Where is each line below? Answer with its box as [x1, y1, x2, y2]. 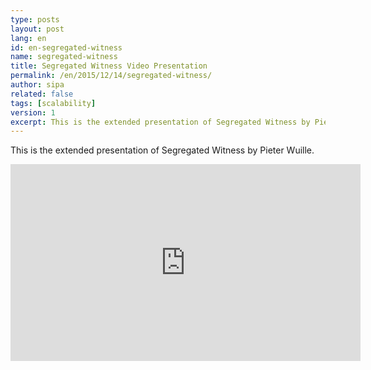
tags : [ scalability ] [10, 98, 97, 108]
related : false [10, 89, 74, 99]
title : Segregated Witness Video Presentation [10, 61, 208, 71]
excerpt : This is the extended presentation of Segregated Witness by [10, 117, 311, 127]
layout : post [10, 24, 65, 34]
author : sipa [10, 80, 65, 90]
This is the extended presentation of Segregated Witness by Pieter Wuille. [10, 144, 315, 156]
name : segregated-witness [10, 52, 118, 62]
